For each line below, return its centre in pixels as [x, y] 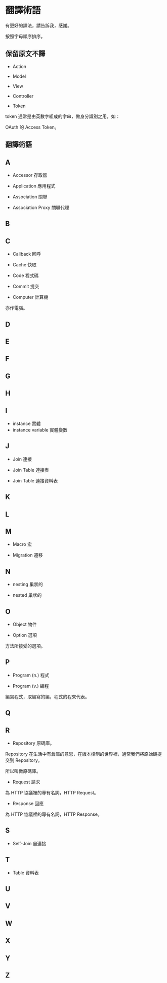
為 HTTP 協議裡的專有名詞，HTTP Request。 [52, 792]
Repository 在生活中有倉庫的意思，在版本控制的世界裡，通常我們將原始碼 [81, 754]
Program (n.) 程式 [31, 675]
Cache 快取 [25, 265]
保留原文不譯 [25, 54]
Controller [23, 96]
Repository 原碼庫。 [33, 743]
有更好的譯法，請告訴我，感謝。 [38, 25]
